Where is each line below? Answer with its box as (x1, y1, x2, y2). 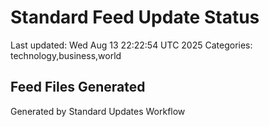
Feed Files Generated (10, 79, 146, 96)
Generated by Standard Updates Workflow (10, 105, 186, 117)
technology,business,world (10, 49, 122, 61)
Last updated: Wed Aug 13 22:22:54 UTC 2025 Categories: (10, 39, 253, 51)
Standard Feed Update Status (10, 6, 260, 29)
